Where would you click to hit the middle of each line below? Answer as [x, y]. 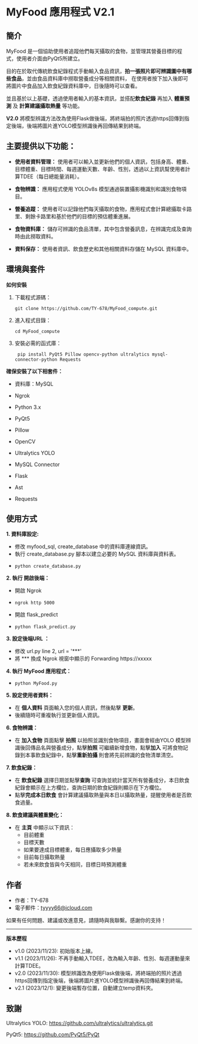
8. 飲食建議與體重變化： [35, 815]
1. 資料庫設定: [23, 534]
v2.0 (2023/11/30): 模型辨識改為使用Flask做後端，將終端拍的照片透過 [98, 973]
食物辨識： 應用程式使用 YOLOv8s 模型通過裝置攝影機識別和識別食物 [98, 189]
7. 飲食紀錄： [22, 768]
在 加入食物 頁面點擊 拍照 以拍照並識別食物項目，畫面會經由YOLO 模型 [100, 741]
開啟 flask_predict [36, 615]
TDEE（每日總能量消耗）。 [51, 176]
